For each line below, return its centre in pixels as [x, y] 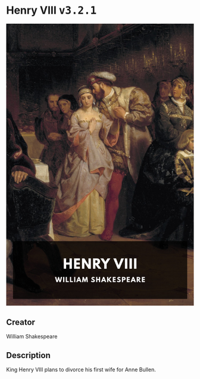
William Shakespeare [32, 337]
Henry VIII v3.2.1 [51, 10]
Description [28, 355]
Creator [21, 322]
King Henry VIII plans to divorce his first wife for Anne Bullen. [81, 369]
